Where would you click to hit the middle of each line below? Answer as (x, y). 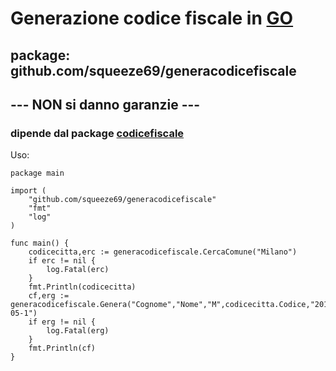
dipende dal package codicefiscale (97, 133)
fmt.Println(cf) (62, 348)
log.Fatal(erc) (78, 270)
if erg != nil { (62, 322)
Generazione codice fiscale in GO (152, 18)
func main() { (40, 243)
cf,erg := (49, 296)
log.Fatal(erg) (78, 331)
